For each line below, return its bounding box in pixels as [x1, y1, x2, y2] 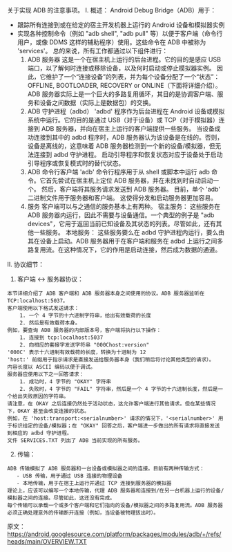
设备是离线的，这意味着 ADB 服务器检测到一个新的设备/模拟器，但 [27, 142, 215, 150]
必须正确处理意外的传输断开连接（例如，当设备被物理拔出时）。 [7, 509, 159, 516]
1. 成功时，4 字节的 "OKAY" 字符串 [19, 378, 112, 385]
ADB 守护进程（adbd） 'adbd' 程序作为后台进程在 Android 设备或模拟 [27, 107, 225, 116]
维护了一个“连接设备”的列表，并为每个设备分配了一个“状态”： [46, 73, 220, 81]
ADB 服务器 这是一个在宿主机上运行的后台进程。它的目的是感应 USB [27, 55, 221, 64]
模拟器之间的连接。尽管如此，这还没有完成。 [7, 495, 115, 502]
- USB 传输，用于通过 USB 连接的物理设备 [16, 472, 123, 479]
